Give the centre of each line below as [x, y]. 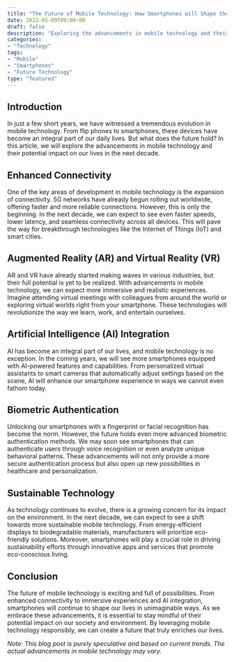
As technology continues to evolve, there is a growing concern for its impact [117, 510]
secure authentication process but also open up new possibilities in [104, 464]
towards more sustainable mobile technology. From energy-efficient [104, 525]
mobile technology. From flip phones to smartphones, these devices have [112, 131]
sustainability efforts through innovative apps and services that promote [110, 547]
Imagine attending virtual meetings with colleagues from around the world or [117, 297]
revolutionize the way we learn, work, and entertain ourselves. [96, 312]
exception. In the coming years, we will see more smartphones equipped [111, 358]
